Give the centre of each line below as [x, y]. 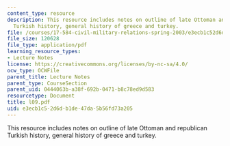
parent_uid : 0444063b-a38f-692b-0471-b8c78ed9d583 [81, 89]
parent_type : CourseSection [47, 83]
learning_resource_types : [44, 52]
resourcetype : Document [41, 96]
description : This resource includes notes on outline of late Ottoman [111, 20]
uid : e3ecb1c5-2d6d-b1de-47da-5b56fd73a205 [70, 108]
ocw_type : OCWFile [33, 70]
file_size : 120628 [33, 39]
